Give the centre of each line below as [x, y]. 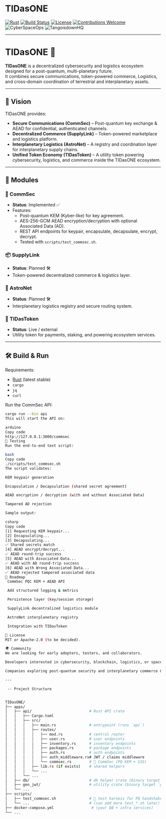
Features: [22, 210]
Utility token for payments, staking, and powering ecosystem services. [84, 335]
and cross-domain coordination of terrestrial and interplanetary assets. [77, 82]
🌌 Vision [18, 102]
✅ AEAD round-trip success [33, 554]
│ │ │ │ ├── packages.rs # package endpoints [68, 748]
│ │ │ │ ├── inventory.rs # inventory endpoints [70, 743]
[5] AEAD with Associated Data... [41, 559]
